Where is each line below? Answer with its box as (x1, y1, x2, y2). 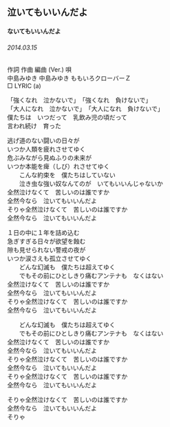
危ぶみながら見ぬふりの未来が (7, 154, 92, 162)
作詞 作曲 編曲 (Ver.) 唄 (7, 65, 72, 74)
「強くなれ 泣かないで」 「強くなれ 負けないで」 (7, 96, 152, 105)
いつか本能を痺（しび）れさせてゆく (7, 163, 110, 171)
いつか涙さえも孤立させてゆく (7, 254, 92, 263)
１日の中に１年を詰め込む (7, 229, 80, 237)
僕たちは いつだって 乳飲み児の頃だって (7, 113, 127, 122)
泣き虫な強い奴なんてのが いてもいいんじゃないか (19, 180, 163, 188)
